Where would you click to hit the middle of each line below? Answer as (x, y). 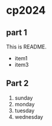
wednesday (29, 116)
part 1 (17, 33)
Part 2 (17, 83)
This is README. (27, 47)
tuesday (25, 110)
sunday (24, 98)
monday (25, 104)
